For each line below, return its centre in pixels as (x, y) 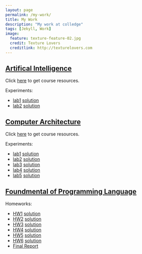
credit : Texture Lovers (35, 43)
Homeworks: (19, 204)
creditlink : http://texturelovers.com (51, 48)
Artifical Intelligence (39, 68)
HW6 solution (27, 241)
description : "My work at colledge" (44, 24)
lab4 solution (26, 170)
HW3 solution (27, 224)
